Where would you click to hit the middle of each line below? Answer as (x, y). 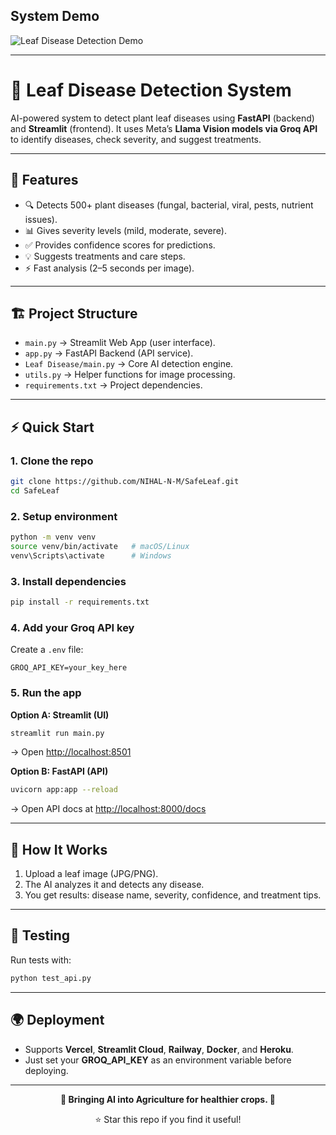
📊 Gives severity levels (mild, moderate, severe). (125, 230)
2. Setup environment (64, 516)
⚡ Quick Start (52, 427)
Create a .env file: (47, 650)
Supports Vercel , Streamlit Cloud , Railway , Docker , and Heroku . (159, 1049)
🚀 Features (44, 180)
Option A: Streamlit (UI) (60, 715)
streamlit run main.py (57, 733)
